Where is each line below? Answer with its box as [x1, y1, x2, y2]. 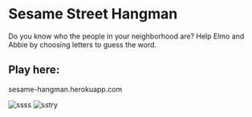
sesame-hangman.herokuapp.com [8, 84, 123, 94]
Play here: [8, 63, 60, 77]
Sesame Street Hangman [8, 5, 178, 23]
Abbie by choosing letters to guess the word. [8, 39, 157, 49]
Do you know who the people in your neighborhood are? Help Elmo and [8, 31, 245, 41]
